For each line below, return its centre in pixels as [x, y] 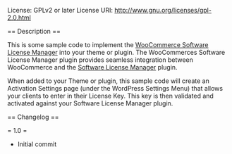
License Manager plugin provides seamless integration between [100, 60]
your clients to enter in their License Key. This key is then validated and [110, 96]
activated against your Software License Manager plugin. [90, 103]
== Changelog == [33, 117]
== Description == [34, 31]
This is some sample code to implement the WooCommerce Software [108, 45]
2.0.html [19, 18]
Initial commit [37, 144]
